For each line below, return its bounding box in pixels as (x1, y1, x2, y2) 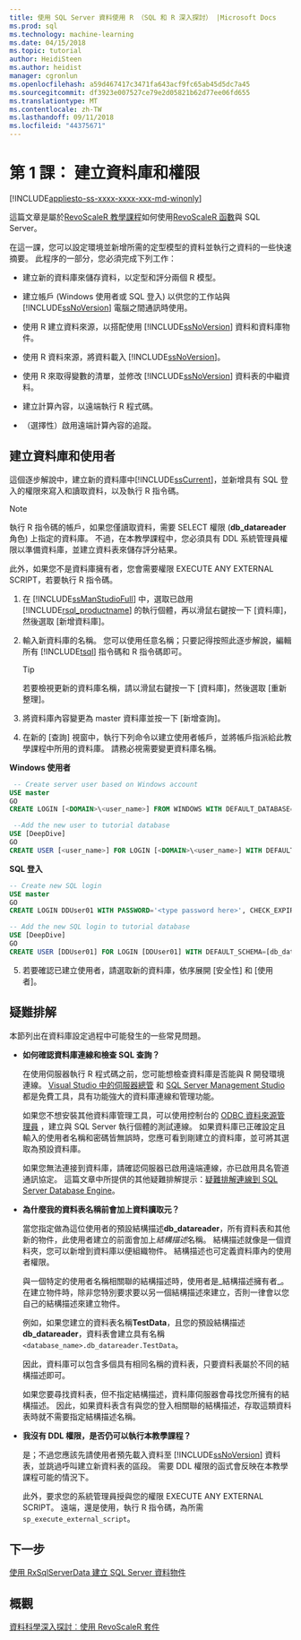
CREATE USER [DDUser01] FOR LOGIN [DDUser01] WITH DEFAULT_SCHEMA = (9, 947, 267, 956)
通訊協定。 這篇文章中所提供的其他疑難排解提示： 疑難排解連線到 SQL (21, 1173, 279, 1184)
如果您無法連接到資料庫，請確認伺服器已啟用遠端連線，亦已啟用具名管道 (21, 1162, 289, 1173)
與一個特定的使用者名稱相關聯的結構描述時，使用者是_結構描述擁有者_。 (21, 1275, 289, 1286)
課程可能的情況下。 (21, 1472, 94, 1482)
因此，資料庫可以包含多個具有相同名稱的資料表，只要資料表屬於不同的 (21, 1359, 282, 1369)
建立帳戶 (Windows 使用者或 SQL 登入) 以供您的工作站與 (21, 290, 231, 301)
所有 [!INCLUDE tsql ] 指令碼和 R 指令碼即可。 (21, 646, 186, 657)
